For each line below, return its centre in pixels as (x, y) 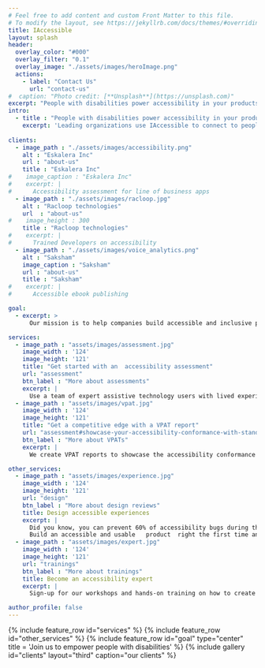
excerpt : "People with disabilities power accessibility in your (118, 103)
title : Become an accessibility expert (88, 579)
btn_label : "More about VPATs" (75, 440)
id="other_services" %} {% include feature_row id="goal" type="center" (126, 638)
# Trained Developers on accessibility (82, 243)
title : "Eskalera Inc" (62, 170)
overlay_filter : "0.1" (52, 60)
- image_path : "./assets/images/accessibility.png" (104, 147)
